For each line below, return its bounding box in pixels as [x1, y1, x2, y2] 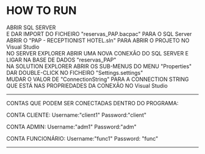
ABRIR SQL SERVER [6, 24, 56, 31]
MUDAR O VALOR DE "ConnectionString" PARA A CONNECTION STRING [6, 75, 189, 83]
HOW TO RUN [6, 4, 77, 18]
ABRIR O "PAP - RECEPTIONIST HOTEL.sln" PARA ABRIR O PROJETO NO [6, 37, 190, 44]
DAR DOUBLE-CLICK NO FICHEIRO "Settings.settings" [6, 69, 143, 76]
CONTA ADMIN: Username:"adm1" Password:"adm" [6, 123, 137, 130]
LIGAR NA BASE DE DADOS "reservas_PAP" [6, 56, 117, 63]
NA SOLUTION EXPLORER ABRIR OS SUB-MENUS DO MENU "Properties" [6, 62, 192, 70]
